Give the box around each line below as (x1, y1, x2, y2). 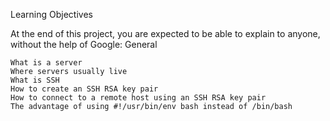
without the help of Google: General (10, 39, 158, 50)
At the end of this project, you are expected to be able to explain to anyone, (10, 28, 321, 39)
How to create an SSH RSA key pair (10, 84, 159, 94)
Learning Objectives (10, 9, 93, 20)
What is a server (10, 58, 83, 68)
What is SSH (10, 75, 60, 85)
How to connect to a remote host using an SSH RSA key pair (10, 93, 267, 103)
